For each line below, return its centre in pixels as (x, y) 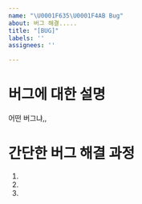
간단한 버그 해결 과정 (71, 154)
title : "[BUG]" (34, 30)
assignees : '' (32, 46)
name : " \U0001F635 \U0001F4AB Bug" (66, 16)
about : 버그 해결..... (43, 23)
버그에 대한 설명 (57, 95)
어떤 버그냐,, (28, 118)
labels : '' (26, 38)
